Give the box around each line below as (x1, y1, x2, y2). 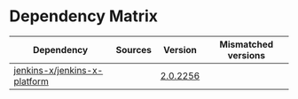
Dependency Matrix (9, 6, 158, 27)
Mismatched (219, 38, 274, 50)
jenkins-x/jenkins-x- (13, 64, 104, 76)
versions (227, 49, 266, 61)
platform (13, 75, 49, 88)
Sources (115, 43, 153, 56)
